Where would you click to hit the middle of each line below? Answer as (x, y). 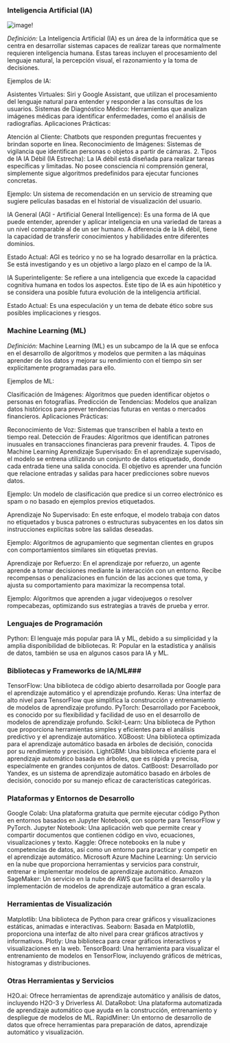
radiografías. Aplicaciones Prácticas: (59, 124)
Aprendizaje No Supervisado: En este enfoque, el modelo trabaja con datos (114, 515)
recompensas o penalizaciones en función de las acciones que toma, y (107, 577)
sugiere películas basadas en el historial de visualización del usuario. (105, 201)
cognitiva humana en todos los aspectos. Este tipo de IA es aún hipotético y (114, 285)
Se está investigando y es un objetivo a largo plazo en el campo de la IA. (110, 265)
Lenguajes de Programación (55, 623)
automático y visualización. (46, 1032)
